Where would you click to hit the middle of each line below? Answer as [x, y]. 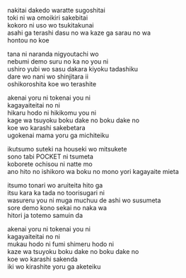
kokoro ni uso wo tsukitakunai [51, 25]
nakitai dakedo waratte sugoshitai [57, 10]
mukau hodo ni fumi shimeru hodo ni [61, 244]
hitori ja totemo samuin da [45, 215]
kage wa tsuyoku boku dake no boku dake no [74, 120]
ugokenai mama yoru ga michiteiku [58, 135]
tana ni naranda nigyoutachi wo [53, 54]
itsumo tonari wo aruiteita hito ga [55, 185]
